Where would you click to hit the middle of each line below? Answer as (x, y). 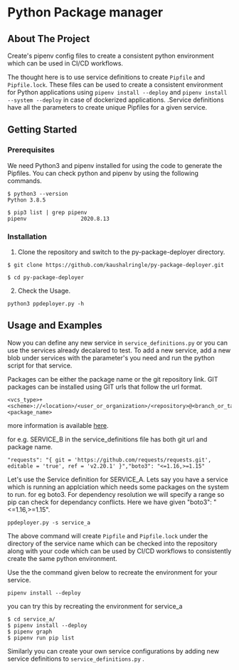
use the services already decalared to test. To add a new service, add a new (119, 350)
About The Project (49, 39)
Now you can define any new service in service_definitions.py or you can (117, 342)
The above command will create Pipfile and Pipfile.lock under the (108, 535)
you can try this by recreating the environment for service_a (95, 606)
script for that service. (40, 365)
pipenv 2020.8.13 (59, 219)
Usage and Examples (55, 326)
